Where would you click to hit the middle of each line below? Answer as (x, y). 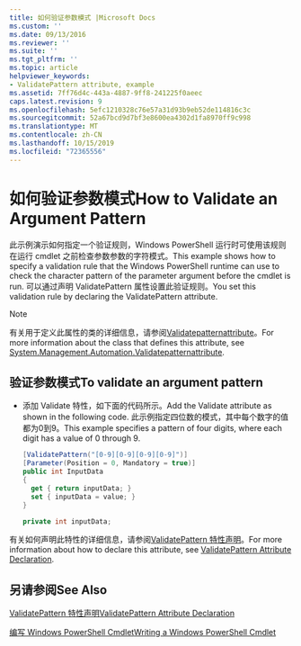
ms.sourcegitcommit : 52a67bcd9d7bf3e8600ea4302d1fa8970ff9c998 (130, 118)
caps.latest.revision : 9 (56, 101)
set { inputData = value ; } (84, 497)
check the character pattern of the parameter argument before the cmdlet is (150, 275)
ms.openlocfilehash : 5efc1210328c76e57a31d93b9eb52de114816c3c (130, 110)
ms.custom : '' (36, 26)
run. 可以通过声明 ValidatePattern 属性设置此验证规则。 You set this (133, 286)
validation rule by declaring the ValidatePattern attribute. (114, 296)
